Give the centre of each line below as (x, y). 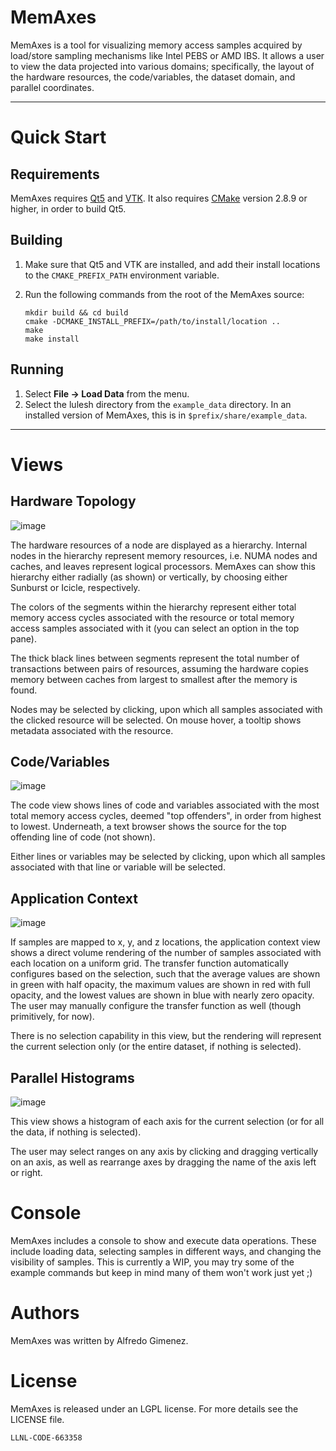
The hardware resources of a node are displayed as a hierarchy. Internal (159, 545)
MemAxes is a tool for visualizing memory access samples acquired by (156, 45)
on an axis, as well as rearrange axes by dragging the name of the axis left (163, 1162)
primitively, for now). (52, 1017)
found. (24, 690)
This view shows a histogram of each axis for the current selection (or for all (167, 1121)
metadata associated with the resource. (92, 730)
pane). (23, 638)
